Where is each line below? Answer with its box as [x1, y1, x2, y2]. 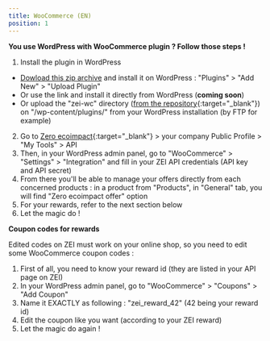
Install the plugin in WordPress [19, 57, 122, 67]
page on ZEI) [19, 272, 63, 282]
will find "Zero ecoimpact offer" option [19, 191, 148, 201]
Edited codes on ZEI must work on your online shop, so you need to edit [8, 239, 247, 249]
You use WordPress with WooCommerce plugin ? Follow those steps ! [8, 41, 246, 51]
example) [19, 115, 52, 125]
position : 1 [8, 19, 48, 27]
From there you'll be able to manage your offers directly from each [19, 174, 242, 184]
